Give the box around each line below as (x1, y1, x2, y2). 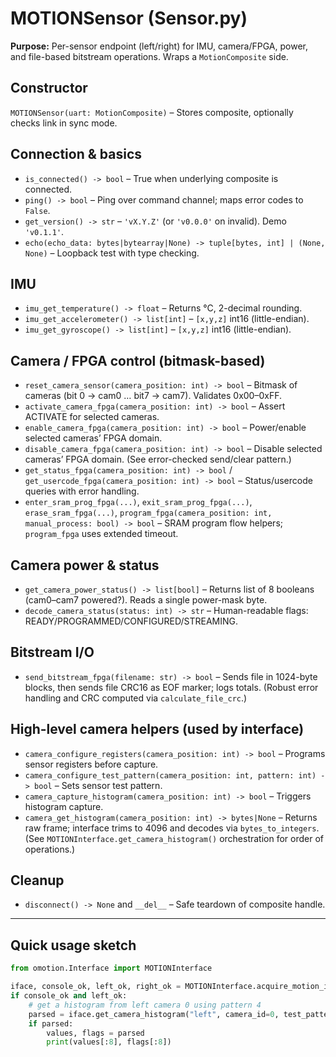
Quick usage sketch (10, 937, 137, 954)
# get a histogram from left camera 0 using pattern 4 (28, 1000, 262, 1010)
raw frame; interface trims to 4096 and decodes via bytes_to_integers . (24, 822, 320, 834)
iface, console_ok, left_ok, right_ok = (10, 982, 182, 992)
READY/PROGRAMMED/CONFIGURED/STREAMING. (24, 615, 238, 627)
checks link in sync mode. (10, 117, 118, 129)
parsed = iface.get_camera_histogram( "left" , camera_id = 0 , (28, 1009, 280, 1019)
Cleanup (10, 872, 65, 889)
